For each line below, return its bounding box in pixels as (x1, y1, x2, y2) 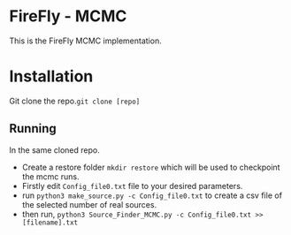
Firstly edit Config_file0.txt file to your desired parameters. (21, 180, 243, 191)
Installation (9, 66, 94, 87)
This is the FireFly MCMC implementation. (9, 35, 162, 46)
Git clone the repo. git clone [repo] (9, 95, 141, 106)
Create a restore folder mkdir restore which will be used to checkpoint (21, 162, 280, 172)
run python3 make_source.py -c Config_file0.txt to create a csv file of (21, 190, 283, 201)
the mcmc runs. (21, 171, 80, 182)
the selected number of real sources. (21, 199, 157, 209)
